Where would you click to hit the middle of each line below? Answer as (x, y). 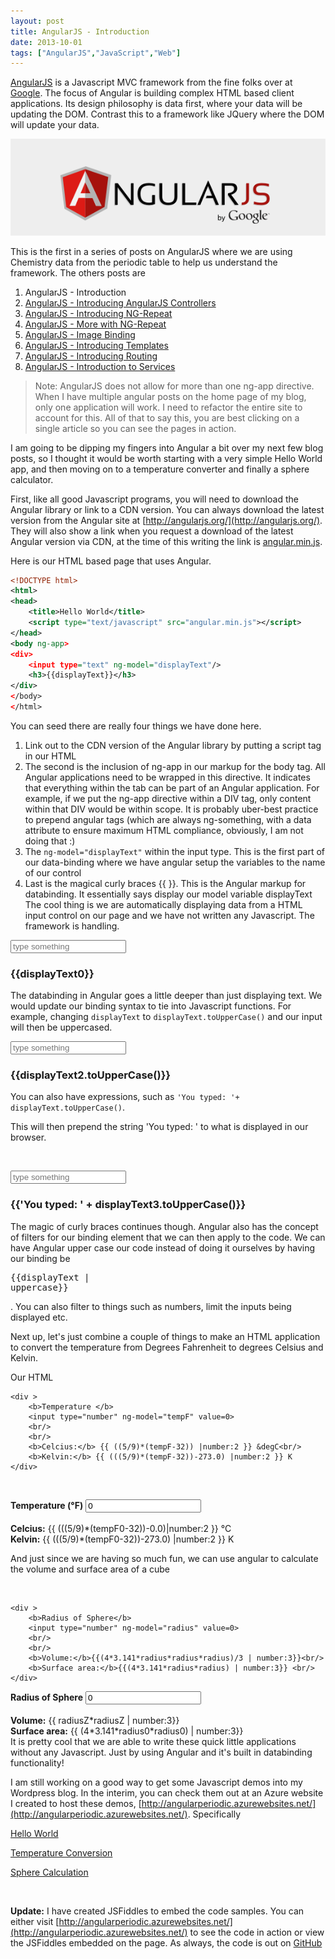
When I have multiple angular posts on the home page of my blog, (170, 396)
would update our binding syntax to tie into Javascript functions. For (151, 1006)
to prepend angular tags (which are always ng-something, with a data (168, 819)
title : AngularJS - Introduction (80, 31)
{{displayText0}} (52, 973)
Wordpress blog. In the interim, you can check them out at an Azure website (167, 1792)
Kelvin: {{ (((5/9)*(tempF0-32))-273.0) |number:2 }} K (122, 1539)
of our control (53, 872)
